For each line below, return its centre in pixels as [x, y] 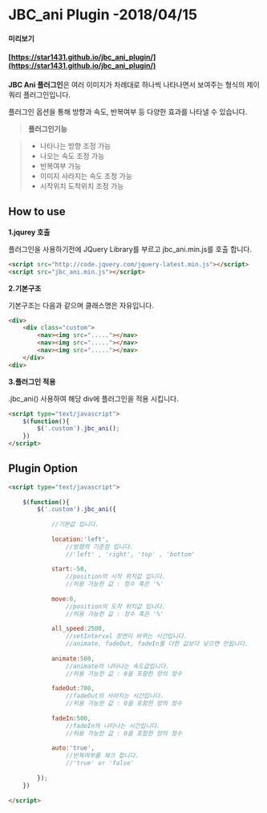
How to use [37, 211]
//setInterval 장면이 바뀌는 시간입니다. [126, 636]
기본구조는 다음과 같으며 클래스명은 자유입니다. [81, 305]
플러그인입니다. [47, 95]
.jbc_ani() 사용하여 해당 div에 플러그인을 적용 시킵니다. [93, 398]
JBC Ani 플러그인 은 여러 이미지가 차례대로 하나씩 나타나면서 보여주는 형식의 [127, 84]
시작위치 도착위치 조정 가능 [82, 185]
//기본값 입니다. [75, 524]
